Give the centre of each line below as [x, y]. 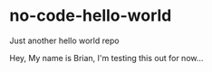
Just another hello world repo [64, 40]
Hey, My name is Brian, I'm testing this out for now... [106, 58]
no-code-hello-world [91, 16]
